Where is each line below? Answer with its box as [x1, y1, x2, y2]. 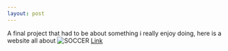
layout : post [7, 10, 45, 17]
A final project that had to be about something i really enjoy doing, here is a [7, 29, 222, 37]
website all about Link [7, 36, 103, 45]
